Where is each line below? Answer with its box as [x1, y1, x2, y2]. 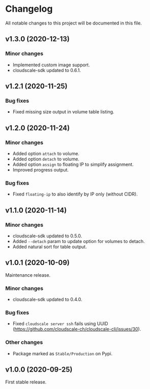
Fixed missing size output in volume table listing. [12, 109, 114, 115]
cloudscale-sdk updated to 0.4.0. [12, 297, 82, 303]
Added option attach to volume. [12, 151, 80, 156]
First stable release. [5, 379, 47, 385]
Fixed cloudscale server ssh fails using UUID [12, 321, 108, 327]
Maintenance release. [5, 272, 51, 278]
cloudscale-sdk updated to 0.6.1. [12, 67, 81, 73]
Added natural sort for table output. [12, 244, 87, 250]
